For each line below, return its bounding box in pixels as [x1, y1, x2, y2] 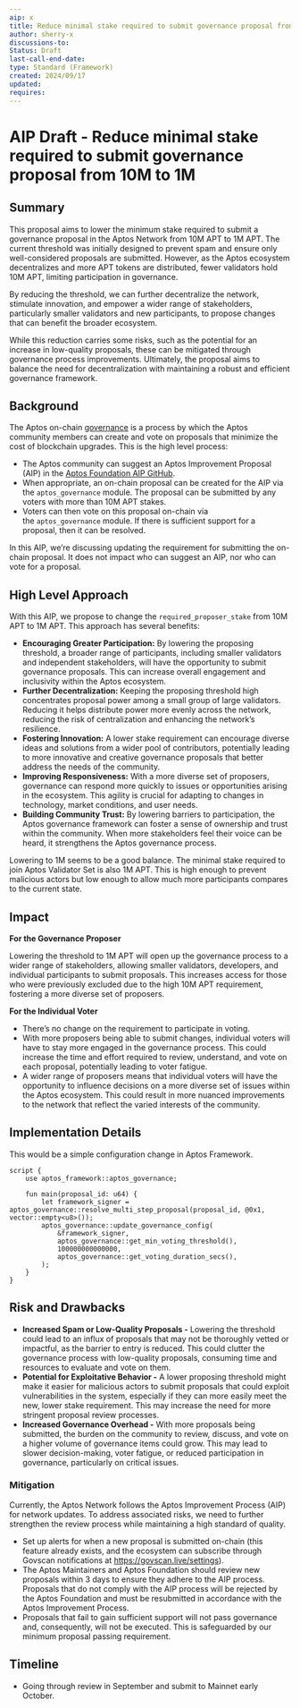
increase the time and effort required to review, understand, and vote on [21, 1051, 287, 1062]
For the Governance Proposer [9, 932, 121, 944]
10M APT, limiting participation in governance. [9, 271, 179, 282]
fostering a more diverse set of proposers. [9, 988, 165, 998]
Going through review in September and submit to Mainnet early [21, 1680, 259, 1691]
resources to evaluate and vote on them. [21, 1362, 171, 1372]
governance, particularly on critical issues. [21, 1457, 179, 1467]
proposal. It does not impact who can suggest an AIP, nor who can [30, 552, 277, 563]
